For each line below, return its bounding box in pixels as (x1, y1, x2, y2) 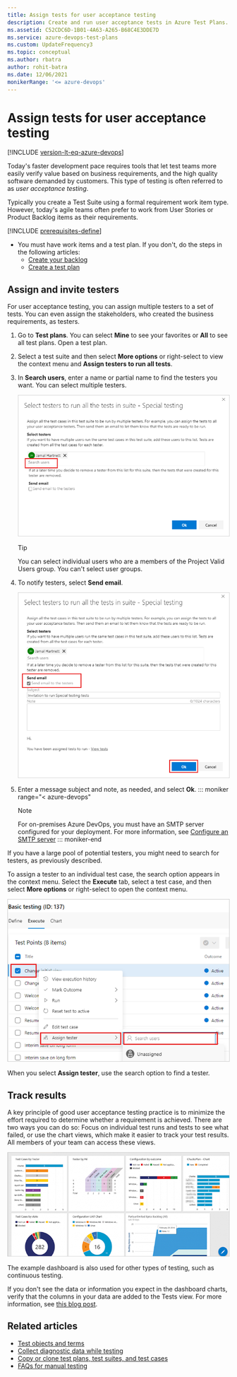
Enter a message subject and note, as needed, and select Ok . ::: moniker (17, 785, 229, 793)
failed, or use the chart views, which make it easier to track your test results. (7, 1130, 229, 1139)
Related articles (7, 1320, 78, 1332)
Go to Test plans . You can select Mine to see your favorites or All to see (17, 331, 228, 339)
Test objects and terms (17, 1339, 85, 1347)
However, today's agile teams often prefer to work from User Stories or (7, 206, 214, 214)
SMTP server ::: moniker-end (17, 835, 102, 843)
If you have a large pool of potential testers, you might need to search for (7, 848, 220, 857)
